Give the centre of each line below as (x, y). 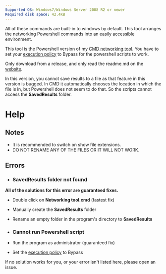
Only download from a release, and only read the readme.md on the (74, 64)
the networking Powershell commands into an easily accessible (70, 34)
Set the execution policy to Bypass (48, 252)
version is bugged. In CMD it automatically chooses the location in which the (83, 84)
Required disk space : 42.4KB (35, 14)
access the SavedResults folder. (38, 94)
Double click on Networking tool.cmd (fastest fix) (63, 200)
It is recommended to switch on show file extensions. (67, 144)
